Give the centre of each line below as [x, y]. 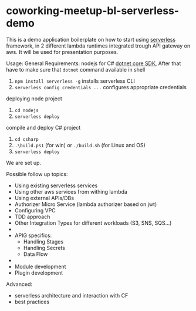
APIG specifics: [33, 235]
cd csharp [27, 139]
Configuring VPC [35, 210]
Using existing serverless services [56, 185]
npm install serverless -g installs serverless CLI [75, 81]
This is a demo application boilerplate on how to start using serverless [91, 39]
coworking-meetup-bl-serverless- [93, 11]
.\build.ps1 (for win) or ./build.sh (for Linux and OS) [80, 145]
